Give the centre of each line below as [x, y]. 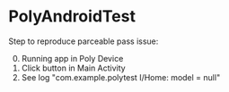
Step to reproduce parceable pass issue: [84, 41]
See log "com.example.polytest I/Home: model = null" [121, 77]
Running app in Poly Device [72, 58]
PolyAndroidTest [72, 17]
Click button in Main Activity [74, 68]
